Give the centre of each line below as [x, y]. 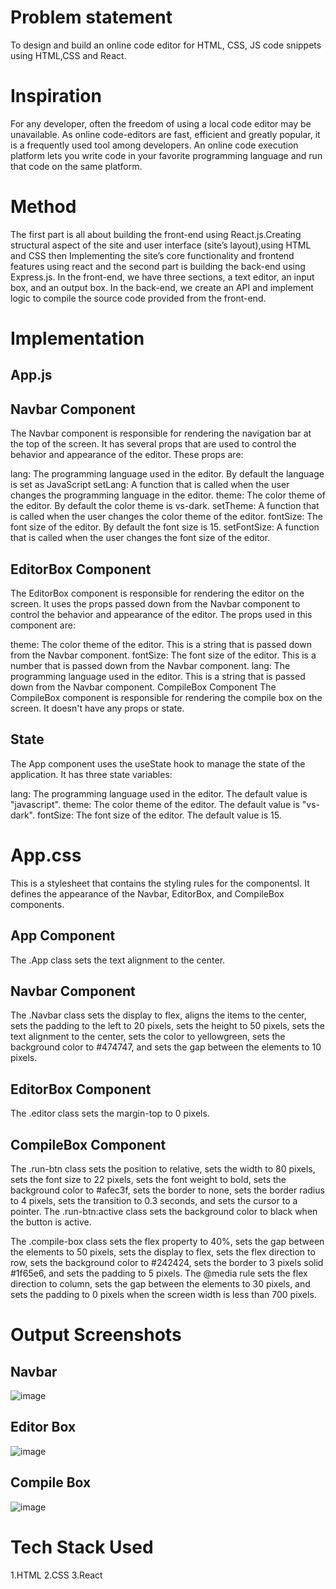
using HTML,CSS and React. [68, 55]
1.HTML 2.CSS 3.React [56, 1575]
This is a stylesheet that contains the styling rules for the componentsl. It [160, 883]
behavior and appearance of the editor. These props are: [127, 455]
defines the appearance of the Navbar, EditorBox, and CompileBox [147, 893]
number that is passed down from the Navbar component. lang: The [150, 666]
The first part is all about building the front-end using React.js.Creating [156, 234]
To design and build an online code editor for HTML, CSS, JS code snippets [166, 45]
